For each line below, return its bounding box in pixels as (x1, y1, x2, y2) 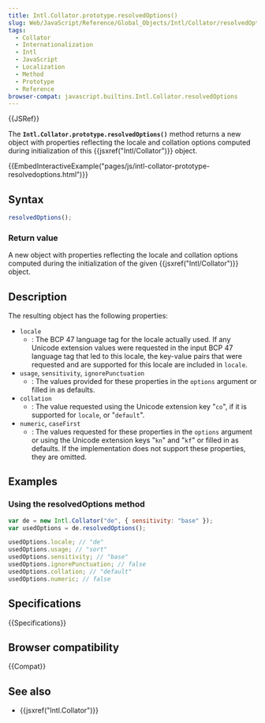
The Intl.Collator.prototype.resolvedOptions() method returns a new (8, 130, 241, 139)
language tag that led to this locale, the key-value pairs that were (31, 352, 243, 361)
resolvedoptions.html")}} (8, 170, 88, 179)
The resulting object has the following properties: (8, 311, 168, 321)
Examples (8, 475, 58, 488)
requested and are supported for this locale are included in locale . (31, 360, 248, 370)
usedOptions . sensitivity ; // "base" (8, 553, 129, 561)
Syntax (8, 193, 44, 206)
